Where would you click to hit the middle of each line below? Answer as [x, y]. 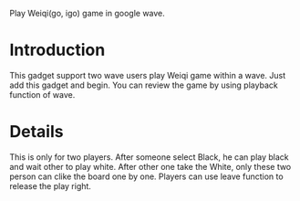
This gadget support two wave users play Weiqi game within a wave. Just [148, 75]
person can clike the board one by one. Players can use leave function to [147, 176]
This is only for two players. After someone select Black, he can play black [149, 157]
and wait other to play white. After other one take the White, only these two [150, 166]
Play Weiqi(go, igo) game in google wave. [88, 13]
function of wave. [42, 94]
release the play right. [50, 185]
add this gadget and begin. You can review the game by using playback [144, 85]
